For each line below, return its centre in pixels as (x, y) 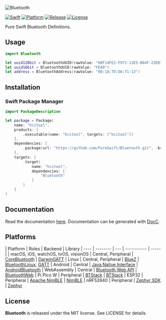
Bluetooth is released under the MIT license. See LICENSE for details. (76, 313)
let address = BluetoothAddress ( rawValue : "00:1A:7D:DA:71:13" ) (73, 72)
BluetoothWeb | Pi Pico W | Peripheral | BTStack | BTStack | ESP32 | (74, 275)
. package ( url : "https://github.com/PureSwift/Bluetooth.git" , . (90, 148)
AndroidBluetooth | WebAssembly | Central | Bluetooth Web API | (71, 270)
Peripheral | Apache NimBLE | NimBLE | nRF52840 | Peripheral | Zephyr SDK (83, 280)
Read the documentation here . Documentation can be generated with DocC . (83, 221)
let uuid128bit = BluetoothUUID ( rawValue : (49, 63)
